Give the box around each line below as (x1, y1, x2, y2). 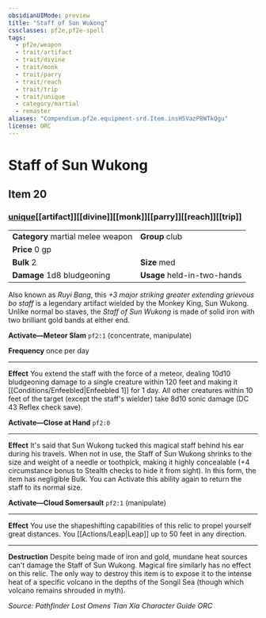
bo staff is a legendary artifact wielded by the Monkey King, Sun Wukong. (8, 298, 249, 307)
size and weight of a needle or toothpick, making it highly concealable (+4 (8, 457, 250, 467)
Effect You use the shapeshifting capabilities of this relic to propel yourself (8, 521, 252, 530)
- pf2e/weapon (15, 41, 62, 49)
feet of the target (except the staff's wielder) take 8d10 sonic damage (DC (8, 394, 249, 403)
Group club (139, 231, 183, 242)
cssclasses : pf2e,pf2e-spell (8, 26, 104, 34)
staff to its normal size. (8, 483, 83, 492)
